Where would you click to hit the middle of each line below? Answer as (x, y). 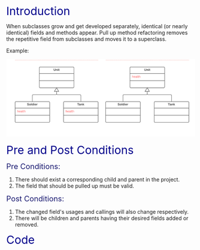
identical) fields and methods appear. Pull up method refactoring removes (97, 32)
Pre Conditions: (34, 167)
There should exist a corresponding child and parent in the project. (97, 180)
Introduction (38, 11)
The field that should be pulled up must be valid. (75, 186)
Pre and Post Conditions (70, 150)
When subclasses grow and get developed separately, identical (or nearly (97, 26)
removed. (27, 225)
